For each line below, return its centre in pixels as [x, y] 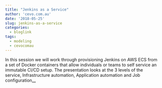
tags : [11, 37]
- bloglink [21, 32]
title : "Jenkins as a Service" [37, 9]
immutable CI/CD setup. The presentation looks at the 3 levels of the [74, 70]
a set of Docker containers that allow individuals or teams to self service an [81, 65]
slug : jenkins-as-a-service [34, 23]
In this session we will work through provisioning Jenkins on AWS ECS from [81, 59]
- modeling [21, 41]
